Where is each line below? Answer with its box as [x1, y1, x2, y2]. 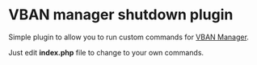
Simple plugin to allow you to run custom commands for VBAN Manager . [8, 32, 249, 42]
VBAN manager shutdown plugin [8, 6, 234, 24]
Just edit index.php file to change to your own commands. [8, 47, 204, 57]
